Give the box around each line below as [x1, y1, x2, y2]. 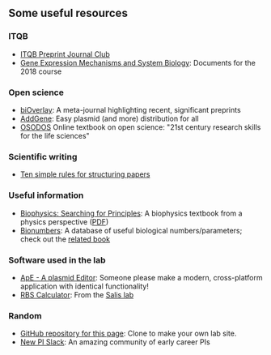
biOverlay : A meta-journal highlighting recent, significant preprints [19, 105, 241, 114]
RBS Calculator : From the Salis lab [19, 289, 134, 299]
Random [8, 310, 42, 321]
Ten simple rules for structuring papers [19, 169, 150, 179]
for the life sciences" [19, 130, 91, 140]
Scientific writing [8, 151, 78, 162]
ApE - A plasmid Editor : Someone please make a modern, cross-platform [19, 272, 263, 282]
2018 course [19, 66, 62, 76]
